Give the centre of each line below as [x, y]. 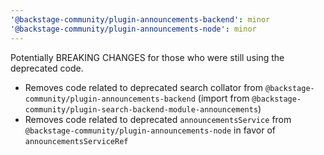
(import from [223, 98]
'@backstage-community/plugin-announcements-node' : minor [133, 29]
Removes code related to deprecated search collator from [144, 87]
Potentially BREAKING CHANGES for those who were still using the [147, 57]
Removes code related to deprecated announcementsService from [158, 119]
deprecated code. [47, 68]
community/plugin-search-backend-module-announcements [141, 109]
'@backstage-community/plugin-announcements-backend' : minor [140, 19]
